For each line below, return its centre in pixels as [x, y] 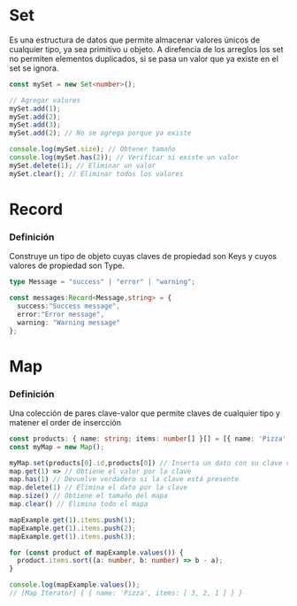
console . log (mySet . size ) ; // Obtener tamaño [92, 150]
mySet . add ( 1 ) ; [35, 108]
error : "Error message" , [61, 314]
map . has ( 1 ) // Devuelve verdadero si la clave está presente [124, 479]
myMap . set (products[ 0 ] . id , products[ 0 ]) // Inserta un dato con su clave [146, 463]
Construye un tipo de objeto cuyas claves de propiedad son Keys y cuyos [143, 257]
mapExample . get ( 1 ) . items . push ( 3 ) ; [73, 536]
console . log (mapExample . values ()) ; [75, 585]
